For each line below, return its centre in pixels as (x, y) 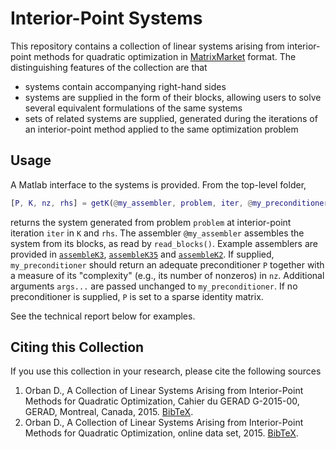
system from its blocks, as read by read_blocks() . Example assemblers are (164, 243)
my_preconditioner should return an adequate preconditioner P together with (167, 264)
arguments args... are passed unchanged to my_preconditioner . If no (154, 286)
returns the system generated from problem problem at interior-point (151, 222)
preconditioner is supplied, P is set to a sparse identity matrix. (137, 296)
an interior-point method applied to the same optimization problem (161, 129)
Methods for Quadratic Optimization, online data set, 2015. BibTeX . (161, 433)
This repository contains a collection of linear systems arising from (147, 46)
